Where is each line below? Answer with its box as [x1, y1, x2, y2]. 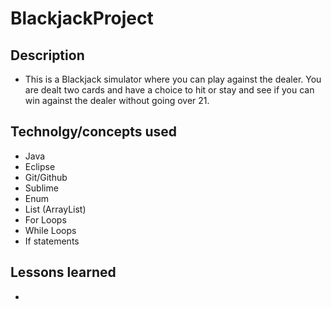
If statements [24, 235, 80, 247]
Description [10, 47, 85, 64]
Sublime [24, 182, 59, 194]
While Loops [24, 224, 77, 236]
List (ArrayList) [24, 203, 87, 215]
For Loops [24, 213, 67, 226]
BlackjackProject [10, 7, 154, 30]
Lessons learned [10, 264, 117, 281]
